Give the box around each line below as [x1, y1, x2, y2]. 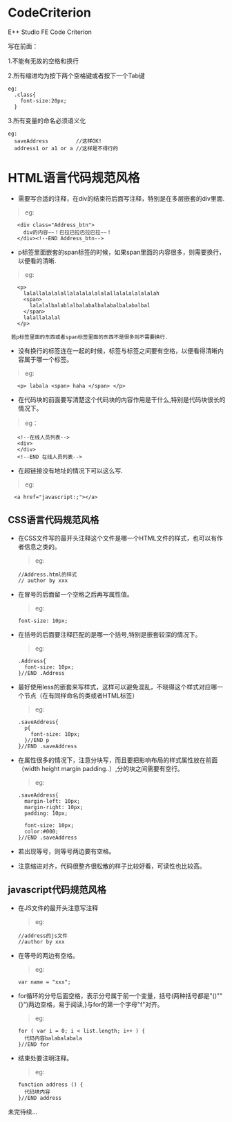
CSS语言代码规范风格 [8, 514, 99, 526]
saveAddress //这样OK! [14, 137, 102, 145]
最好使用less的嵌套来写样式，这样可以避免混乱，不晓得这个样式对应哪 [17, 682, 217, 691]
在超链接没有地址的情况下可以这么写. [17, 466, 123, 475]
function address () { [17, 1081, 84, 1088]
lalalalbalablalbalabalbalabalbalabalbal [29, 302, 151, 309]
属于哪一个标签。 [23, 355, 73, 363]
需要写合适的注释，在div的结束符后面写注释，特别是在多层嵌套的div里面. [17, 194, 225, 202]
